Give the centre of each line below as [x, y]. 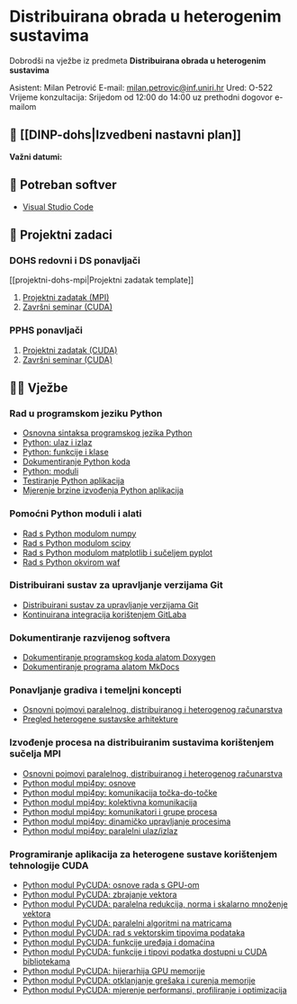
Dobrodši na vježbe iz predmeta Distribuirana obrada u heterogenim [138, 60]
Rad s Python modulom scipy [76, 542]
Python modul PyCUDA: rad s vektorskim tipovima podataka [134, 933]
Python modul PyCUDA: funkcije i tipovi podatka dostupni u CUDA [144, 952]
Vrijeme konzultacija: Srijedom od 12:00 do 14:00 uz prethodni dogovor [141, 97]
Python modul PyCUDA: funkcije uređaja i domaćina [118, 943]
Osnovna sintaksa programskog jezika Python [107, 433]
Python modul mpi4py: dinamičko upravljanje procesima [126, 821]
